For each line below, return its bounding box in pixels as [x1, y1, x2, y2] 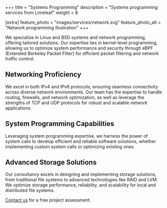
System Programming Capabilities [5, 120, 114, 128]
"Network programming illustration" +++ [5, 25, 89, 31]
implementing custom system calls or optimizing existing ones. [5, 143, 135, 150]
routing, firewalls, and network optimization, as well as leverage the [5, 94, 144, 100]
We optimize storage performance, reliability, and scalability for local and [5, 182, 156, 188]
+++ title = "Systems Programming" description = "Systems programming [5, 5, 158, 10]
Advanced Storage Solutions [5, 158, 97, 167]
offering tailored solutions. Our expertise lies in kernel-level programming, [5, 40, 158, 46]
